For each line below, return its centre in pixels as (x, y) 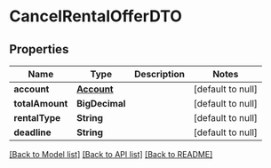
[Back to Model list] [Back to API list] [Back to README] (111, 154)
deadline (32, 132)
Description (159, 74)
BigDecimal (101, 104)
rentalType (37, 118)
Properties (39, 49)
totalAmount (41, 104)
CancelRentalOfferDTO (96, 16)
